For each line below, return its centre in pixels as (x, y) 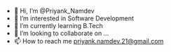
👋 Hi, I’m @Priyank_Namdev (54, 11)
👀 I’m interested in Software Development (74, 18)
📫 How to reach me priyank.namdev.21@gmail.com (89, 41)
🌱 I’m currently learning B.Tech (58, 26)
